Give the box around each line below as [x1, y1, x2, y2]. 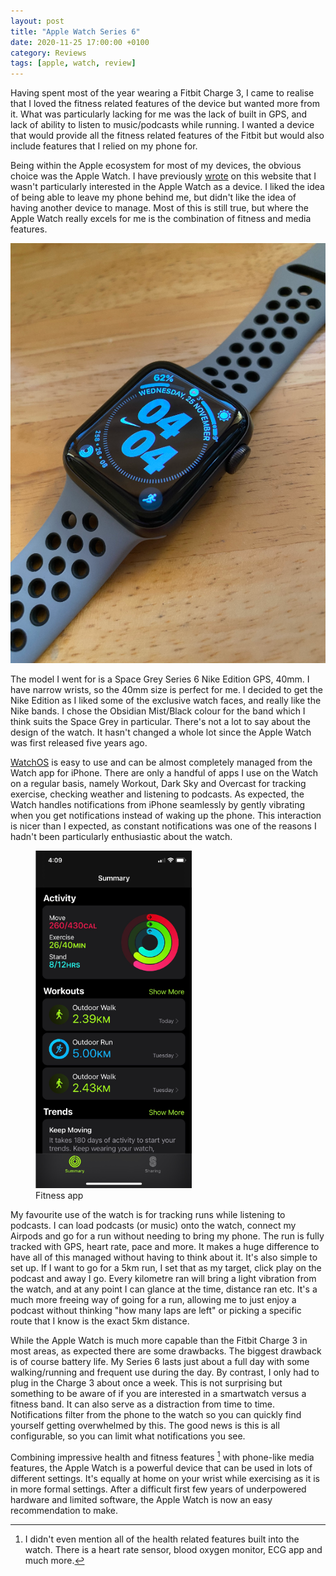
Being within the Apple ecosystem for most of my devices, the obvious [10, 160, 302, 172]
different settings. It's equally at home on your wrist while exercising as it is [10, 1472, 320, 1484]
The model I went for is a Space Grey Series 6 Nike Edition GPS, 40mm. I [10, 673, 310, 685]
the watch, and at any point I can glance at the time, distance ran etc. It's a [10, 1283, 318, 1295]
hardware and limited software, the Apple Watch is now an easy [10, 1493, 273, 1505]
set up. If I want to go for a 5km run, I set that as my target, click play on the [10, 1261, 322, 1274]
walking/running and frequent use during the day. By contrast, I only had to [10, 1366, 320, 1378]
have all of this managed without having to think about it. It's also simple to [10, 1251, 318, 1263]
